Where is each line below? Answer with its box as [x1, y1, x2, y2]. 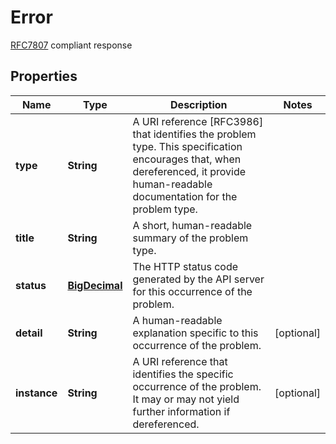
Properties [10, 68, 78, 85]
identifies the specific [132, 367, 234, 381]
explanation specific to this [132, 326, 259, 340]
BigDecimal [67, 278, 123, 292]
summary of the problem [132, 231, 249, 245]
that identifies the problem [132, 127, 257, 141]
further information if [132, 404, 231, 418]
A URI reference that [132, 354, 228, 368]
